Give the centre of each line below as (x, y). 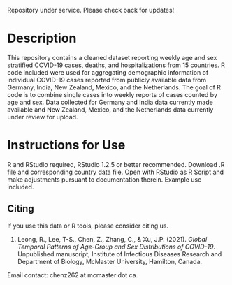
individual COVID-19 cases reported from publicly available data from (107, 80)
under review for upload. (43, 117)
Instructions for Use (66, 145)
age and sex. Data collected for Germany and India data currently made (110, 102)
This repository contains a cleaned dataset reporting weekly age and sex (112, 57)
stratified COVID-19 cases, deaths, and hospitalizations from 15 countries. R (116, 65)
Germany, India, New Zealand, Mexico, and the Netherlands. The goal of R (114, 87)
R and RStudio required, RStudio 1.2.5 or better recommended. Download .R (116, 164)
